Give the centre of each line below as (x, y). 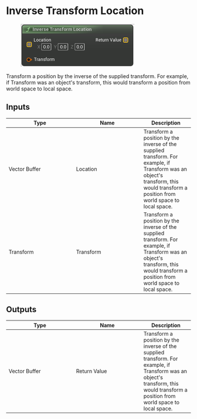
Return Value (91, 371)
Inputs (18, 107)
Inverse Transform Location (75, 11)
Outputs (21, 309)
